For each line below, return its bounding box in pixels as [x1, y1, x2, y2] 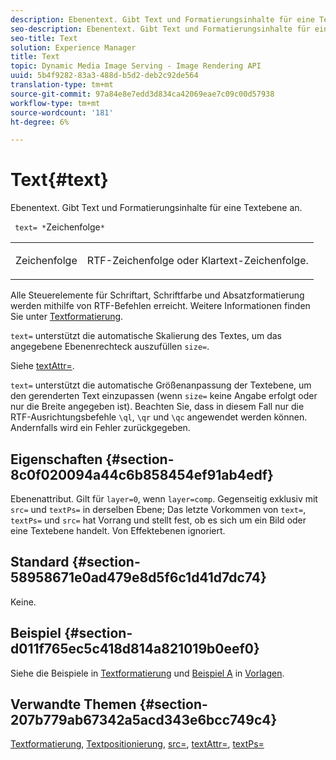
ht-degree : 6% [10, 117, 70, 127]
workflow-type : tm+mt [10, 98, 101, 108]
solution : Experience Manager [10, 42, 137, 53]
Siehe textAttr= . [10, 360, 75, 372]
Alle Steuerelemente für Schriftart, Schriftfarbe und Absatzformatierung [10, 289, 305, 301]
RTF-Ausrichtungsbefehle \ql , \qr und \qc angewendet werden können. [10, 411, 308, 423]
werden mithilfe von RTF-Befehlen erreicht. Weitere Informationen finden [10, 300, 311, 312]
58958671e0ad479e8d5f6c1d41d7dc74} [10, 569, 267, 586]
